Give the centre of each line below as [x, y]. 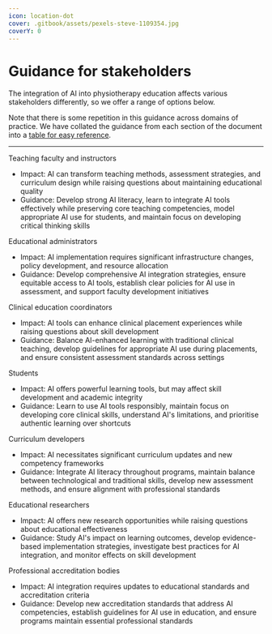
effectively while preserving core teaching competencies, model [127, 208]
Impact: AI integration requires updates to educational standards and [134, 587]
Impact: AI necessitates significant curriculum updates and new [126, 455]
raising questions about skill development [89, 332]
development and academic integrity [81, 397]
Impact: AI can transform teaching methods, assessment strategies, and [140, 174]
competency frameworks [62, 464]
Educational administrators [53, 242]
